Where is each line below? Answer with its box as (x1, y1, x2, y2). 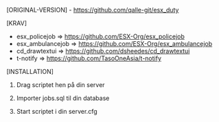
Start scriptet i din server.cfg (16, 108, 97, 115)
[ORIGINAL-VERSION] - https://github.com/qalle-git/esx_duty (6, 6, 179, 14)
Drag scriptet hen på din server (16, 81, 105, 88)
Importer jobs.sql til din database (16, 94, 110, 102)
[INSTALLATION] (6, 68, 54, 75)
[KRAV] (6, 19, 27, 27)
